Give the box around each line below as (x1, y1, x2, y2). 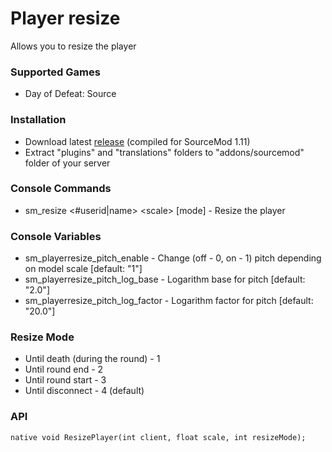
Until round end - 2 (24, 363, 104, 376)
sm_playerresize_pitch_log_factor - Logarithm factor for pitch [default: (24, 295, 314, 307)
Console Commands (10, 182, 112, 196)
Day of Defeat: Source (24, 88, 117, 100)
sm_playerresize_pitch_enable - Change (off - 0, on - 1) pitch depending (24, 252, 322, 264)
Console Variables (10, 229, 102, 243)
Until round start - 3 (24, 374, 107, 386)
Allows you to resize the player (10, 40, 137, 52)
